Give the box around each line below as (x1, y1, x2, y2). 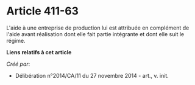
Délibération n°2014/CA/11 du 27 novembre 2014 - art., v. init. (15, 72, 169, 79)
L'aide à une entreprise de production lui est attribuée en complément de (6, 24, 190, 31)
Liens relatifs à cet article (6, 48, 72, 55)
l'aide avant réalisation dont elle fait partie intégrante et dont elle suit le (6, 30, 185, 37)
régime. (6, 37, 26, 44)
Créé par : (6, 60, 30, 68)
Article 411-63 (6, 4, 79, 18)
